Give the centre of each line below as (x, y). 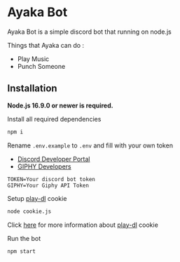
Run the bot (24, 238)
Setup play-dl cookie (37, 198)
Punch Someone (41, 66)
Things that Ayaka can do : (46, 45)
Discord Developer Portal (54, 159)
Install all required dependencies (54, 119)
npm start (22, 251)
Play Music (33, 59)
